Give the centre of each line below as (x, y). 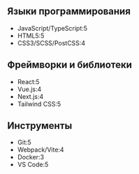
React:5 (28, 81)
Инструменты (40, 126)
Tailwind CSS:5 (39, 104)
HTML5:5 (31, 35)
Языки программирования (69, 11)
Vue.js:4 (29, 89)
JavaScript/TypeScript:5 (52, 28)
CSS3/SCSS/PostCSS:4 (51, 43)
